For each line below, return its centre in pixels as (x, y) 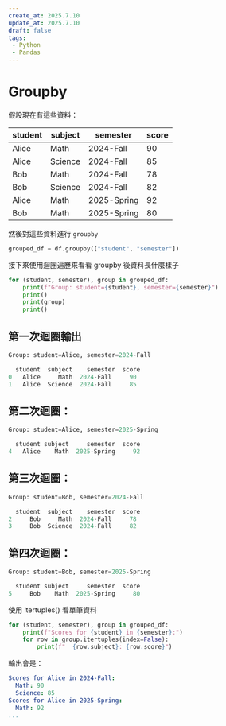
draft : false (30, 30)
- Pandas (26, 52)
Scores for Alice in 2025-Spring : (66, 701)
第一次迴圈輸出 (45, 336)
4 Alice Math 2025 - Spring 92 (74, 452)
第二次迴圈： (40, 411)
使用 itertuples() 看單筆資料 (53, 610)
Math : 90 (30, 686)
